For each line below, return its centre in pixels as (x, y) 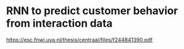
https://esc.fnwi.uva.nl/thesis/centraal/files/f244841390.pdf (80, 40)
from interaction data (59, 23)
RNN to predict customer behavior (92, 11)
